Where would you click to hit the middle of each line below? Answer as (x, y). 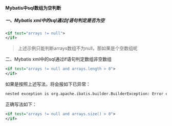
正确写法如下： (21, 104)
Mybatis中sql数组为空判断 (33, 8)
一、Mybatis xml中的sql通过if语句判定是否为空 (55, 20)
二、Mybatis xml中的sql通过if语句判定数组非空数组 (58, 59)
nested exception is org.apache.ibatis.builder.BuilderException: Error (84, 94)
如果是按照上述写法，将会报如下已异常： (48, 84)
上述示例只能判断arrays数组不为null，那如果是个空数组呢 (78, 48)
